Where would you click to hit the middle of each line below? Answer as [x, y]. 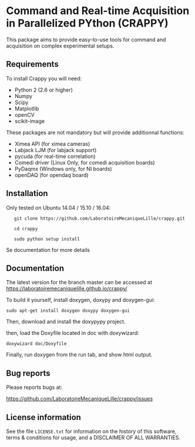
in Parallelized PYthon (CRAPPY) [87, 23]
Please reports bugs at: [34, 387]
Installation [27, 194]
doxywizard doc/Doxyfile [36, 344]
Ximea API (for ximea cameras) [52, 144]
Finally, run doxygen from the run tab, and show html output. [79, 355]
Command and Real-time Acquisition [98, 11]
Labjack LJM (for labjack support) [56, 150]
